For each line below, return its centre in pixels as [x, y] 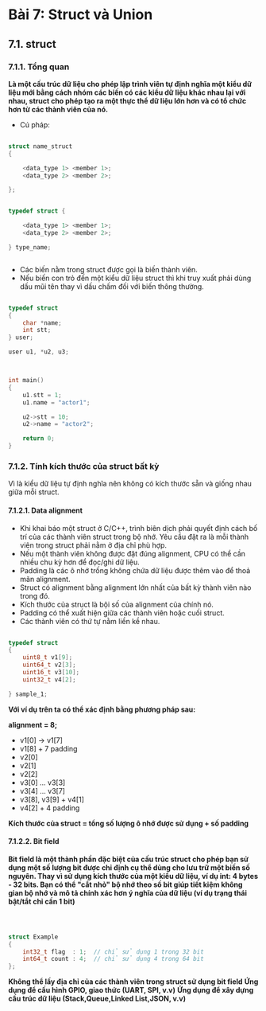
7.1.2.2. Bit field [34, 841]
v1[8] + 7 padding [48, 748]
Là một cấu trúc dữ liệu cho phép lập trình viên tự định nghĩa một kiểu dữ [130, 84]
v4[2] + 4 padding [50, 808]
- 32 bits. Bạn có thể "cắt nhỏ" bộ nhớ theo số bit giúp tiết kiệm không [125, 884]
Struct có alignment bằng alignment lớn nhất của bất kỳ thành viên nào [135, 587]
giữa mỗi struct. [34, 492]
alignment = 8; [33, 724]
